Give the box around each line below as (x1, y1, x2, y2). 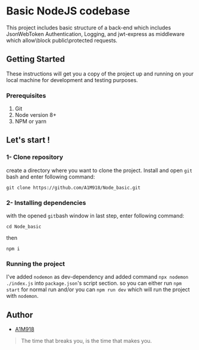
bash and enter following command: (6, 173, 95, 180)
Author (6, 310, 33, 320)
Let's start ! (6, 135, 50, 145)
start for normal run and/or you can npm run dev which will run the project (6, 286, 190, 293)
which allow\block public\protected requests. (6, 37, 118, 44)
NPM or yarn (14, 118, 47, 125)
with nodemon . (6, 292, 39, 300)
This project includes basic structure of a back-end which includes (6, 24, 171, 31)
